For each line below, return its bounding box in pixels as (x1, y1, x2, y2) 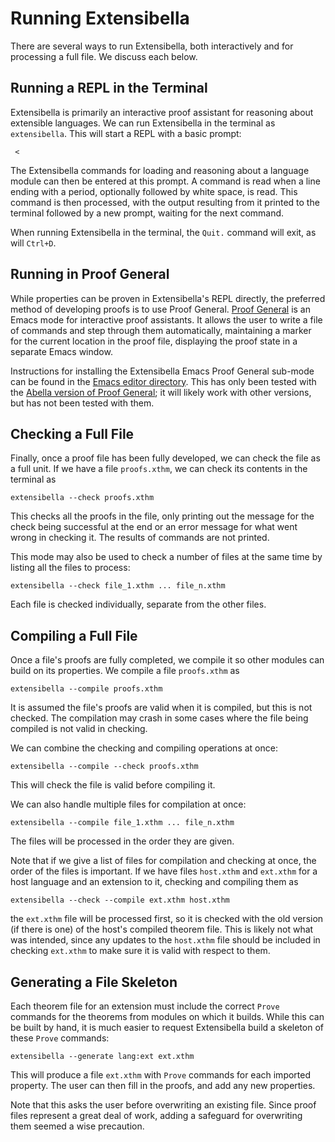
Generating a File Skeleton (10, 973, 178, 991)
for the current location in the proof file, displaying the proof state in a (10, 335, 298, 347)
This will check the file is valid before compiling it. (10, 779, 216, 791)
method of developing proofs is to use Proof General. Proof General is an (10, 303, 311, 315)
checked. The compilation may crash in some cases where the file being (10, 712, 309, 724)
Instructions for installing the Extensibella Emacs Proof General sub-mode (10, 365, 315, 377)
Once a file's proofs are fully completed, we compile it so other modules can (10, 654, 325, 666)
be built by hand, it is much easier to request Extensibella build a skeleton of (10, 1022, 325, 1033)
